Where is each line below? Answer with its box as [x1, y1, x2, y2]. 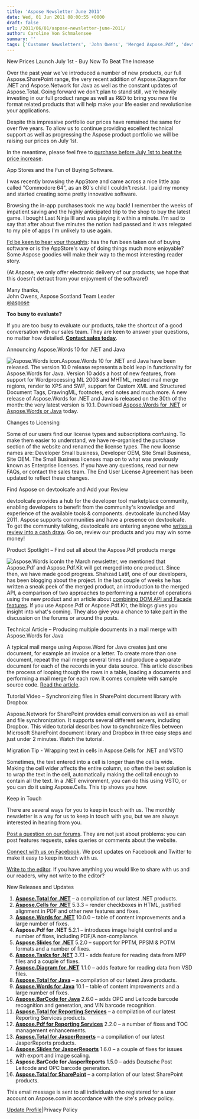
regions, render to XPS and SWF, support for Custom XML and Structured [6, 382, 186, 389]
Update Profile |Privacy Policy [6, 1106, 78, 1113]
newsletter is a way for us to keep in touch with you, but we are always [6, 812, 179, 819]
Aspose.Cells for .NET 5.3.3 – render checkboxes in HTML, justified [15, 901, 181, 908]
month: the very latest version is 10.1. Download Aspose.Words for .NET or [6, 401, 187, 408]
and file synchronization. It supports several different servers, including [6, 716, 181, 724]
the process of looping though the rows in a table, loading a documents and [6, 668, 191, 675]
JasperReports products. [15, 1039, 76, 1046]
